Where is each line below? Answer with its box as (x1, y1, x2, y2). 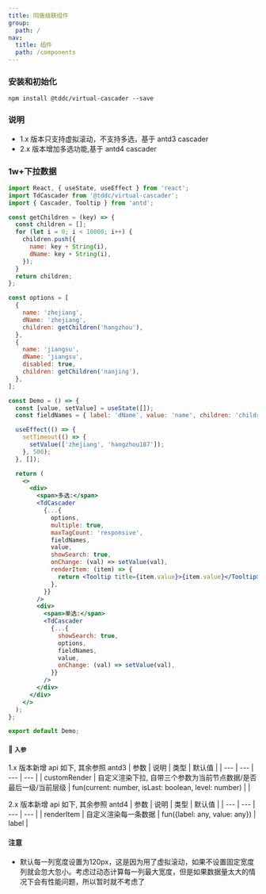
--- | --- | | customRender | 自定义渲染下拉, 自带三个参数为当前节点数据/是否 (8, 773, 257, 782)
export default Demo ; (8, 727, 80, 735)
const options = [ (8, 294, 69, 302)
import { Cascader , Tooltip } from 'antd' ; (8, 199, 154, 207)
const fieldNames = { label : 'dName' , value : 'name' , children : (15, 412, 232, 420)
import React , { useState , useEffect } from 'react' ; (8, 184, 190, 192)
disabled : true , (22, 360, 77, 369)
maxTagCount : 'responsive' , (50, 528, 144, 536)
